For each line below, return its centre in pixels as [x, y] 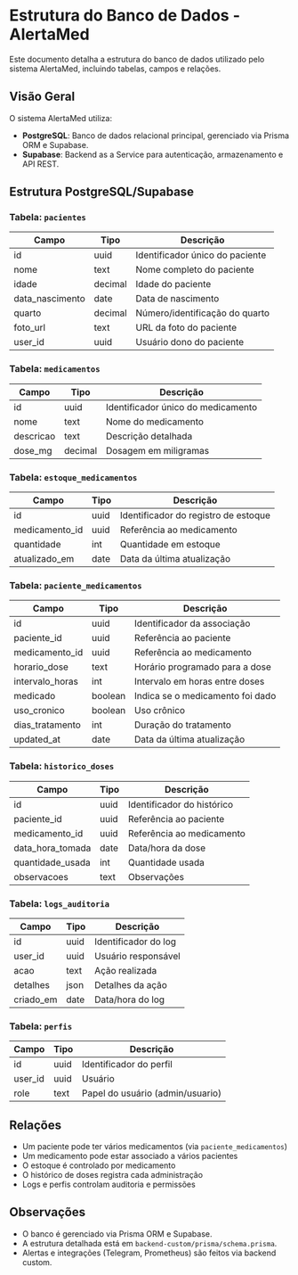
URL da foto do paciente [186, 328]
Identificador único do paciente [201, 255]
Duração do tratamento [183, 725]
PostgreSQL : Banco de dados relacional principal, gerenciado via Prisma [156, 136]
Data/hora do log [130, 999]
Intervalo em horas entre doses [200, 681]
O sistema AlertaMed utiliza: [61, 118]
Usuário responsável [137, 956]
